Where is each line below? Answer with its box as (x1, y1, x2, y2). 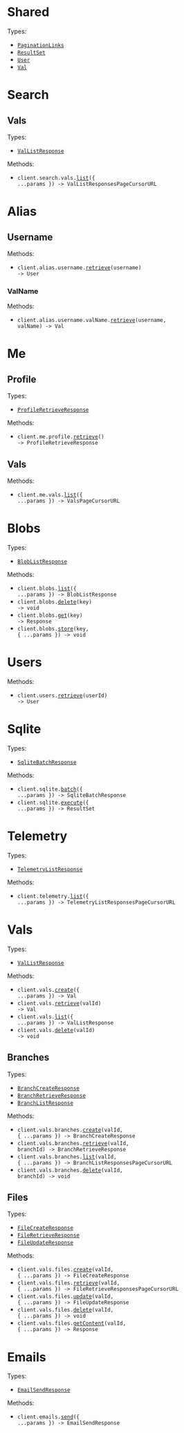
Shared (7, 4, 50, 20)
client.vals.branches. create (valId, (17, 1126, 123, 1133)
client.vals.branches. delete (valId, (17, 1167, 123, 1174)
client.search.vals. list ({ (17, 174, 95, 181)
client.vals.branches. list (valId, (17, 1153, 117, 1160)
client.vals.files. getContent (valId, (17, 1320, 127, 1327)
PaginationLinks (17, 42, 64, 49)
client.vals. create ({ (17, 986, 80, 993)
